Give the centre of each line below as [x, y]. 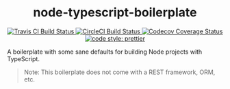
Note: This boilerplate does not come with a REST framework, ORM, [119, 72]
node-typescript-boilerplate [115, 13]
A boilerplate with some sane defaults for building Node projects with [105, 52]
